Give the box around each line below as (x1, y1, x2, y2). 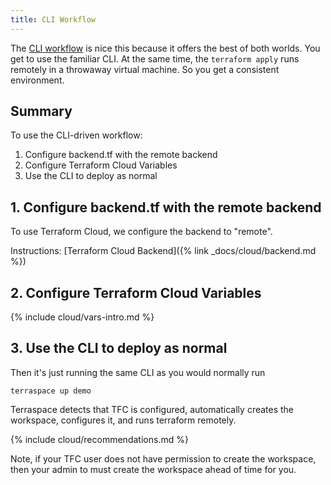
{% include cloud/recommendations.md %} (10, 433, 189, 445)
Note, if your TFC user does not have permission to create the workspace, (10, 452, 317, 465)
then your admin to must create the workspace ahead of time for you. (10, 463, 297, 475)
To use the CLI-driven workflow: (10, 129, 143, 141)
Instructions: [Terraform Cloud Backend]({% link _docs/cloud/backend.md (10, 245, 317, 257)
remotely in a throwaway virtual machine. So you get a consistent (10, 63, 280, 75)
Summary (10, 103, 73, 120)
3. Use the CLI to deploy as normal (10, 340, 228, 357)
